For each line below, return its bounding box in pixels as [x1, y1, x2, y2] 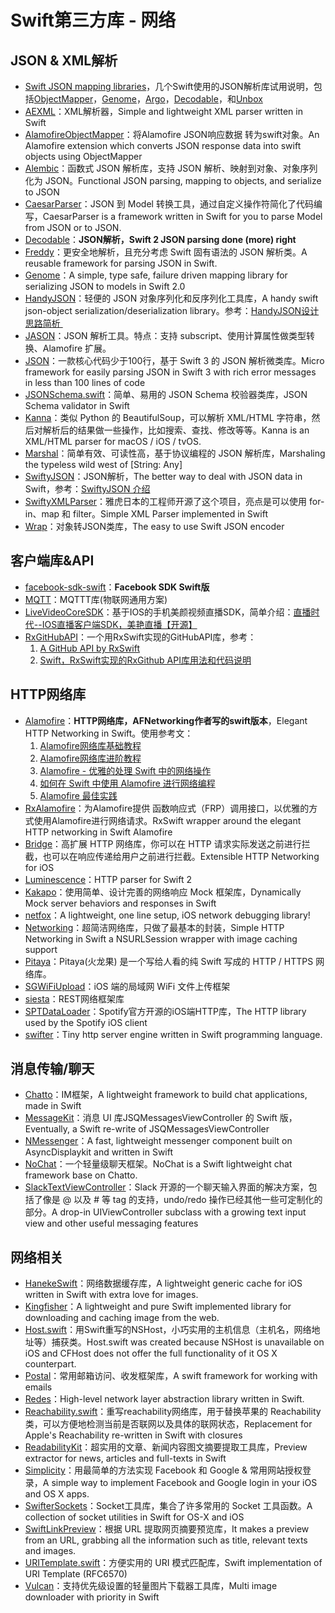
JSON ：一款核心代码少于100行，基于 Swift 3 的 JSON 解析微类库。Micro [24, 355, 325, 366]
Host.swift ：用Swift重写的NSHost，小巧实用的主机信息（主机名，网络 [24, 1324, 312, 1336]
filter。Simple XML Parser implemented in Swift [73, 508, 268, 520]
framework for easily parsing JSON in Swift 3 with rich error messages [24, 366, 317, 378]
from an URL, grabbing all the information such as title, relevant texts [24, 1534, 308, 1546]
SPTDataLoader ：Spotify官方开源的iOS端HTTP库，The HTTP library [24, 1005, 307, 1017]
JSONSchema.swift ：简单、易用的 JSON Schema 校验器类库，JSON [24, 389, 308, 400]
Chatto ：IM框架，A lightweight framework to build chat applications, [24, 1089, 308, 1101]
